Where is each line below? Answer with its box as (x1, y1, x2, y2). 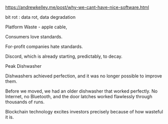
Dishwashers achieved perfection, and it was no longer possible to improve (5, 73, 162, 79)
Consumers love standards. (5, 34, 63, 39)
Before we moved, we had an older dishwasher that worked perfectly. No (5, 88, 158, 94)
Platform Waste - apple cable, (5, 24, 67, 30)
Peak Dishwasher (5, 63, 42, 69)
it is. (5, 114, 14, 120)
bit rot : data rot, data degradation (5, 14, 76, 20)
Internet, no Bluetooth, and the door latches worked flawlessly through (5, 94, 153, 99)
